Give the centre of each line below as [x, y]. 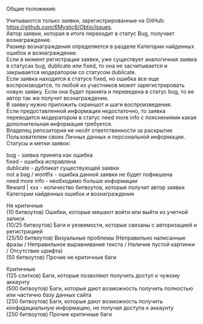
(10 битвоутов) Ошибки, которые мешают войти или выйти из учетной [97, 212]
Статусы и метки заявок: [38, 143]
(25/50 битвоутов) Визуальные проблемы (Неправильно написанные [96, 238]
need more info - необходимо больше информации [72, 181]
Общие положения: [31, 9]
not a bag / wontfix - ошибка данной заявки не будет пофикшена [89, 174]
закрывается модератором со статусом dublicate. [71, 72]
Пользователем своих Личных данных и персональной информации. [96, 137]
